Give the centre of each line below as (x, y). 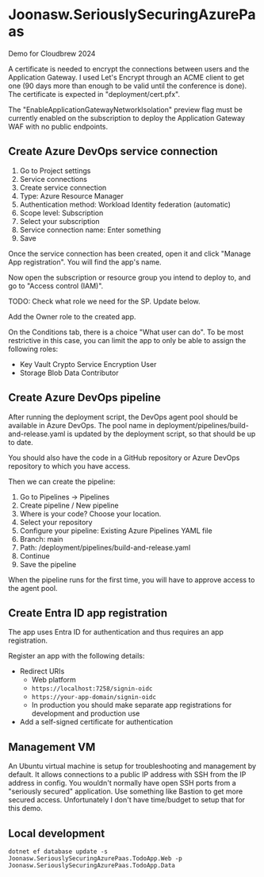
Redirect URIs (42, 671)
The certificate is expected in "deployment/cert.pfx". (94, 94)
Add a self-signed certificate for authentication (96, 722)
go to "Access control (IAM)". (56, 286)
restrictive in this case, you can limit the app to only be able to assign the (127, 340)
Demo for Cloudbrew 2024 (52, 53)
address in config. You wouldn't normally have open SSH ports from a (122, 783)
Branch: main (41, 539)
